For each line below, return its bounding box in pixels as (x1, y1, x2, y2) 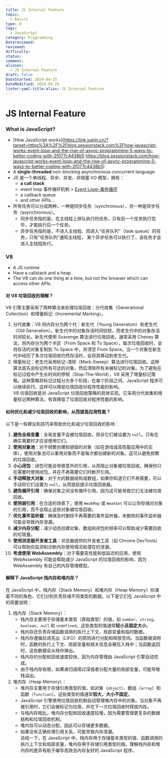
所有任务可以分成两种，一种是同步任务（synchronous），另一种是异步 (12, 203, 156, 209)
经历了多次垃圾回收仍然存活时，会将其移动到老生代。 (21, 353, 131, 359)
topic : (5, 12, 19, 17)
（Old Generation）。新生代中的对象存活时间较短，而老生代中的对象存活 (12, 328, 160, 334)
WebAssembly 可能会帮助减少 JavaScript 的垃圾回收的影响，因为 (12, 556, 147, 562)
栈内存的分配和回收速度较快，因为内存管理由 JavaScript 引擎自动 (20, 654, 154, 660)
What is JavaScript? (5, 125, 55, 132)
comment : (5, 58, 24, 63)
